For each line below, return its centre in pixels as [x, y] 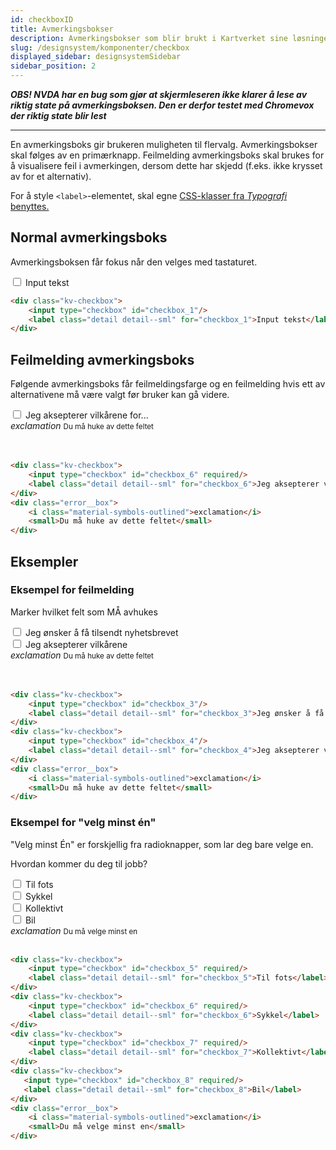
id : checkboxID [42, 19]
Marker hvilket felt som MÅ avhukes [84, 612]
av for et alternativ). [51, 176]
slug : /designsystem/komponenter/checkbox [100, 47]
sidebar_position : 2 [53, 66]
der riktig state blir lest [58, 115]
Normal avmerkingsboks [89, 237]
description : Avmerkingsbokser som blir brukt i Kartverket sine [149, 38]
